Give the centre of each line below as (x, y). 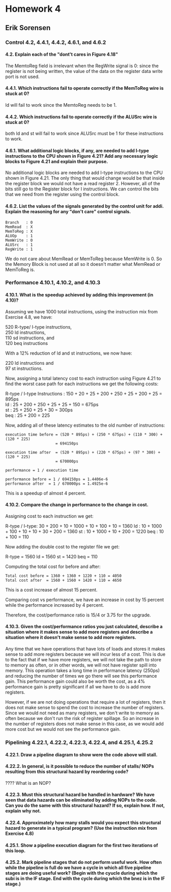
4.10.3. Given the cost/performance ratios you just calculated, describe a (84, 627)
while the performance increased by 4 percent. (55, 605)
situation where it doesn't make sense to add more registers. (71, 637)
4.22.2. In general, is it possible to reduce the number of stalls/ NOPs (80, 766)
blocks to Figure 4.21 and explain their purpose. (57, 161)
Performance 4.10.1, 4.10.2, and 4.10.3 (53, 283)
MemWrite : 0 (19, 240)
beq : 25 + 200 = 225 (27, 415)
